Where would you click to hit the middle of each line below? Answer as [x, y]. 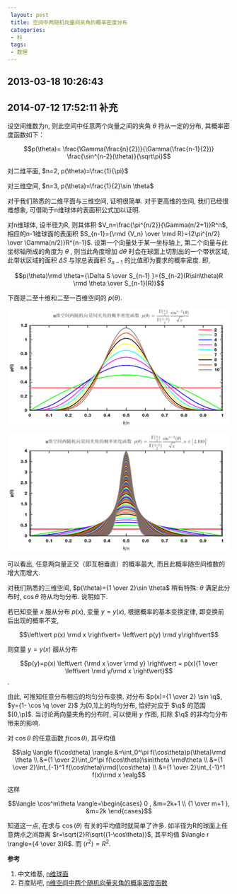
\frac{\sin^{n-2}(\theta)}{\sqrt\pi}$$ [119, 156]
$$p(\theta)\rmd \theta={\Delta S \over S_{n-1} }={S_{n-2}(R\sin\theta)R [119, 275]
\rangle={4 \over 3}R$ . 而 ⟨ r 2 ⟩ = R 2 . [59, 843]
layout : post [30, 15]
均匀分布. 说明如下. [80, 597]
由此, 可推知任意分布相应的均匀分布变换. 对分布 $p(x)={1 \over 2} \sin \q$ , [115, 697]
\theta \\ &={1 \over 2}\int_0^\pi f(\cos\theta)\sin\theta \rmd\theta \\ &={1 [119, 760]
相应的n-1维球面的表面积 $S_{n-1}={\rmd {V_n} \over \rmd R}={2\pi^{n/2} [114, 234]
